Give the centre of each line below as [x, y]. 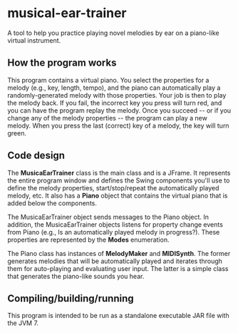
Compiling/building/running [71, 298]
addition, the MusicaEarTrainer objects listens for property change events [115, 224]
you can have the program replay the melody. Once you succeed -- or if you [119, 110]
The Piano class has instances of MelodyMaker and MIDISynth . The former [119, 253]
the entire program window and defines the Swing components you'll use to [119, 180]
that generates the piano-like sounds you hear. [76, 276]
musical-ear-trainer [67, 13]
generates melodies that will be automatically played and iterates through [115, 261]
